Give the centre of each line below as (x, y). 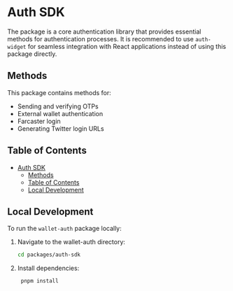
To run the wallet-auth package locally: (65, 229)
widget (17, 47)
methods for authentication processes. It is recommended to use (100, 38)
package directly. (32, 54)
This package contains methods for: (59, 92)
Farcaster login (39, 121)
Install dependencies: (48, 268)
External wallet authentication (60, 113)
